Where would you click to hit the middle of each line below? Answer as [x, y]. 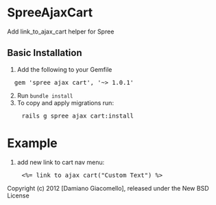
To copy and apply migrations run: [65, 102]
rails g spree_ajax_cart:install [78, 115]
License [18, 195]
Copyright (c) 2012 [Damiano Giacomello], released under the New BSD [108, 188]
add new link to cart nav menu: [61, 162]
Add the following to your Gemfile [64, 69]
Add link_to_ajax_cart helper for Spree [61, 31]
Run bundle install [45, 95]
